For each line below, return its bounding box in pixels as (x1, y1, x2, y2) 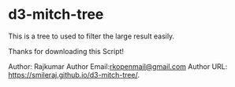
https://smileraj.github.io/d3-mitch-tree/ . (8, 70, 140, 79)
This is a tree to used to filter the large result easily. (8, 31, 175, 41)
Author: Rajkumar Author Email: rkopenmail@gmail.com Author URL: (8, 61, 228, 71)
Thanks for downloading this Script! (8, 46, 125, 56)
